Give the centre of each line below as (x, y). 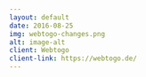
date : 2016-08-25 (41, 26)
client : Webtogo (39, 50)
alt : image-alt (37, 42)
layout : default (39, 17)
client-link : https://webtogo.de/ (73, 58)
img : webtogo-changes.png (57, 34)
